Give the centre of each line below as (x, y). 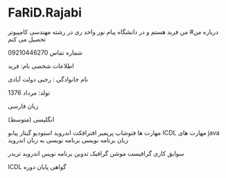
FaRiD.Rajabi (45, 13)
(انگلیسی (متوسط (31, 119)
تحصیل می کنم (27, 39)
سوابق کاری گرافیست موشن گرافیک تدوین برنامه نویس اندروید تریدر (96, 153)
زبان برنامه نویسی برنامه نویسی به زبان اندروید (68, 140)
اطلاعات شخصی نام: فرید (41, 66)
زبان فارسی (23, 106)
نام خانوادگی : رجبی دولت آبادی (48, 79)
